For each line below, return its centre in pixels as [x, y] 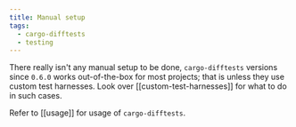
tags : [19, 26]
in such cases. [36, 96]
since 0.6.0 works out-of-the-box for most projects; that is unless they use [147, 77]
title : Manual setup [48, 17]
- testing [35, 42]
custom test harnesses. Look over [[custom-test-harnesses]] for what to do [148, 86]
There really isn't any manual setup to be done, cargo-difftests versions [144, 67]
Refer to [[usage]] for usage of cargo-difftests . [97, 113]
